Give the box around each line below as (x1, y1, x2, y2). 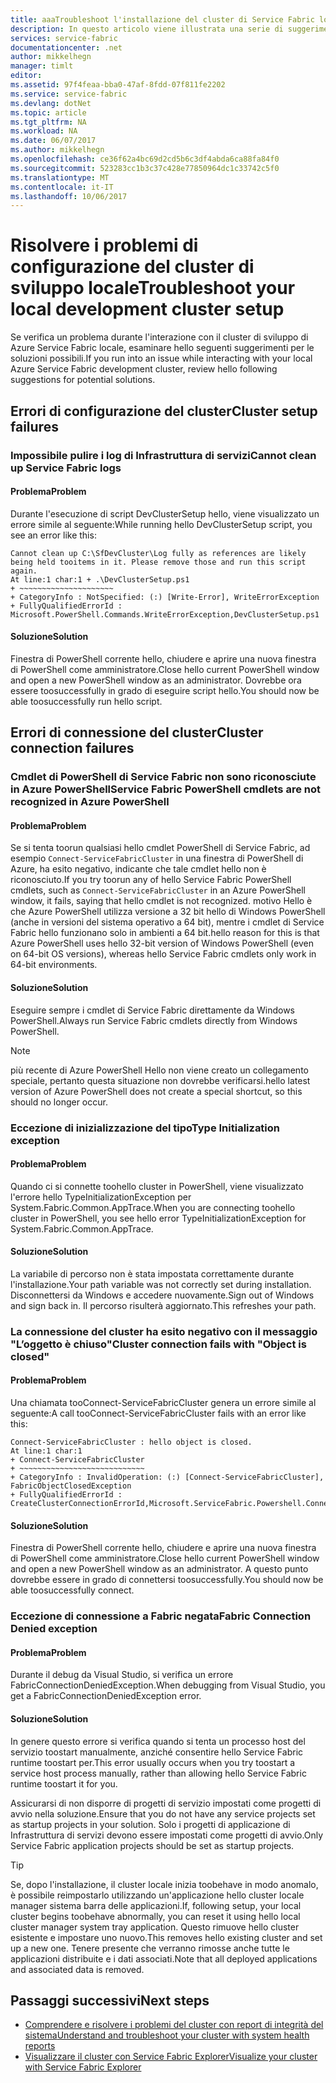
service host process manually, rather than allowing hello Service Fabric (10, 1767, 307, 1779)
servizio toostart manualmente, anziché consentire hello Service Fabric (10, 1746, 304, 1758)
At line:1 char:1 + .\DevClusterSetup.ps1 (10, 574, 190, 585)
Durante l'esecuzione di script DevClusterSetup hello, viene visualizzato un (10, 507, 320, 520)
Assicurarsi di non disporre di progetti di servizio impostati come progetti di (10, 1797, 322, 1809)
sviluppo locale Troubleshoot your (10, 277, 296, 300)
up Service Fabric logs (10, 461, 122, 475)
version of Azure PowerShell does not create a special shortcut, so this (10, 1085, 303, 1097)
